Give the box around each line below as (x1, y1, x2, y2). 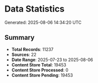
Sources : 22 (11, 51, 37, 57)
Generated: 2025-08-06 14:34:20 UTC (4, 19, 82, 25)
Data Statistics (4, 3, 65, 15)
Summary (4, 33, 35, 42)
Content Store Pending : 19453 (11, 72, 73, 78)
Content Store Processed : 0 (11, 67, 69, 73)
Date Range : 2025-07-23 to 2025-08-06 (11, 57, 93, 63)
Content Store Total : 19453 (11, 62, 66, 67)
